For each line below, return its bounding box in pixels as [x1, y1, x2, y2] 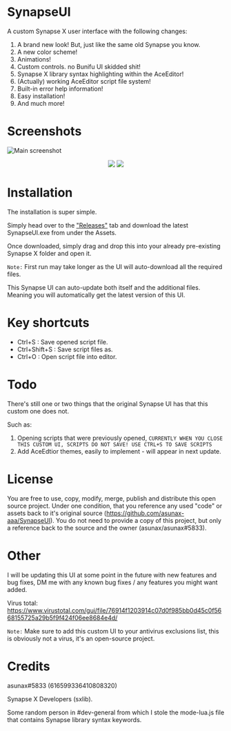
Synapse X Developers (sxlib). [7, 694, 93, 703]
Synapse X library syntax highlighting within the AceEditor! [17, 70, 184, 78]
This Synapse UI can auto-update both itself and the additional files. [7, 283, 201, 291]
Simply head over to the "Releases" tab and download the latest [7, 221, 188, 229]
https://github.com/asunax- [106, 509, 185, 517]
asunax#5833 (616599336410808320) [7, 681, 117, 690]
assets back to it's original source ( [7, 509, 107, 517]
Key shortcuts [7, 315, 90, 331]
